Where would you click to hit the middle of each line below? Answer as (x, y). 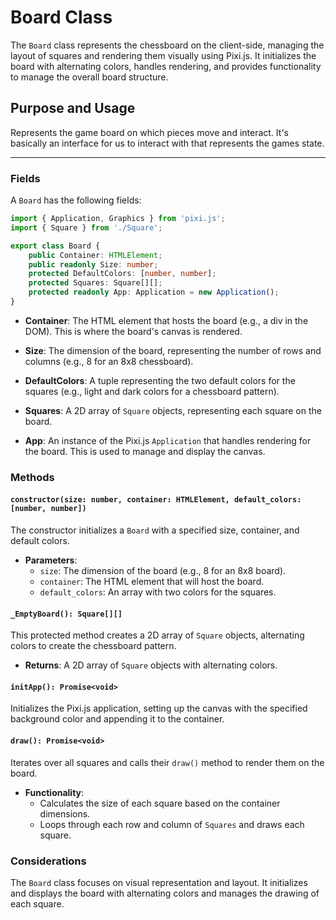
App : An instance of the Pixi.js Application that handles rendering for (168, 440)
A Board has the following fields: (76, 200)
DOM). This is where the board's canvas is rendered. (133, 331)
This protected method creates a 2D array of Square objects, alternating (157, 635)
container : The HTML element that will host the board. (152, 582)
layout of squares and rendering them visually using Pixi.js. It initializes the (163, 55)
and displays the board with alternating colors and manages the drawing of (165, 893)
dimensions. (65, 813)
